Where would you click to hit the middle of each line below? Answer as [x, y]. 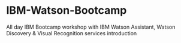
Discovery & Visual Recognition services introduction [72, 33]
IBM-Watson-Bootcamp [67, 10]
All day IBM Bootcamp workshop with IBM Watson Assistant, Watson [91, 27]
